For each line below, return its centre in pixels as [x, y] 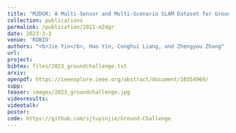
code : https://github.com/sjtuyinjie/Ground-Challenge [89, 118]
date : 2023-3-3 [29, 33]
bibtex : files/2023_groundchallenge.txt [67, 66]
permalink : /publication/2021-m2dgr [61, 27]
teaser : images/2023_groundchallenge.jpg [69, 92]
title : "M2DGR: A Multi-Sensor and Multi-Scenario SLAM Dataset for [110, 14]
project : [20, 60]
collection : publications [45, 20]
